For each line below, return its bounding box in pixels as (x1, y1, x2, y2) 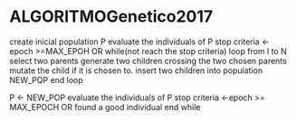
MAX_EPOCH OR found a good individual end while (9, 101, 201, 112)
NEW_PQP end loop (9, 74, 83, 85)
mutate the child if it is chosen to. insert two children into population (9, 65, 263, 76)
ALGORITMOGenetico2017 (9, 6, 214, 27)
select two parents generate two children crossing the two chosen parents (9, 55, 287, 66)
